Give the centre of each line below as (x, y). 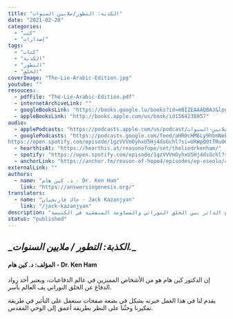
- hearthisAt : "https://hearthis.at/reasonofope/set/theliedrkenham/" (118, 148)
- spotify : (30, 155)
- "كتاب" (27, 52)
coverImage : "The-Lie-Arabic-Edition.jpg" (70, 78)
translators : (27, 193)
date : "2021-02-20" (36, 20)
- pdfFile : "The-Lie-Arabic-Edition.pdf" (75, 97)
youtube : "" (25, 84)
